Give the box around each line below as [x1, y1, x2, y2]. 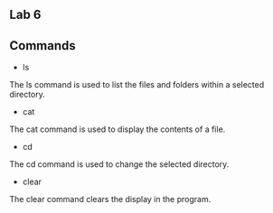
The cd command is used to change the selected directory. [9, 159, 230, 170]
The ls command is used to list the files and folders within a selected [9, 79, 265, 90]
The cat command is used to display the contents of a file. [9, 124, 226, 134]
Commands [9, 38, 77, 53]
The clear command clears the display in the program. [9, 194, 212, 205]
